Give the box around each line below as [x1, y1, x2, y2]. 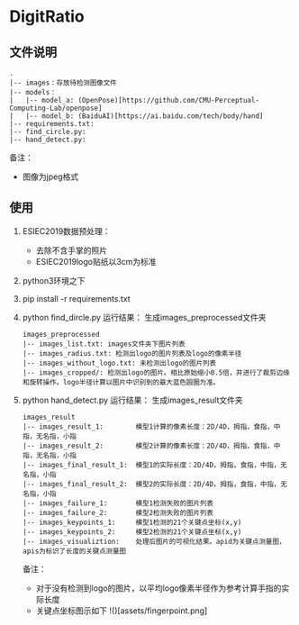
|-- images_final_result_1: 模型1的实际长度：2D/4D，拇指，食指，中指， [22, 460, 281, 469]
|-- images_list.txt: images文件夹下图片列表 [22, 340, 186, 349]
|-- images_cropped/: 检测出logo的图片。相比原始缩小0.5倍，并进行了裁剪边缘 [22, 367, 290, 377]
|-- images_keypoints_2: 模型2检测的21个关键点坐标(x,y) [22, 527, 242, 537]
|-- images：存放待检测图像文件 [9, 78, 117, 87]
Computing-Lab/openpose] [9, 104, 103, 113]
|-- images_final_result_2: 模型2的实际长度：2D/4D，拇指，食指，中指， [22, 479, 281, 488]
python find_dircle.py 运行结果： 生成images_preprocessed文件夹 [22, 312, 267, 322]
